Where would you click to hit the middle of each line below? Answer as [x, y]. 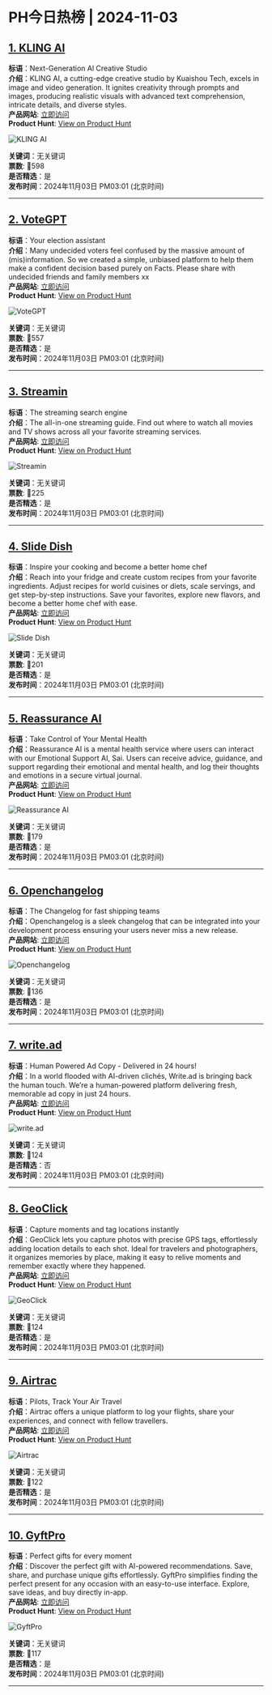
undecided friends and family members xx [79, 276]
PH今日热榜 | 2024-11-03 [93, 17]
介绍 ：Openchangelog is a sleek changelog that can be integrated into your [134, 922]
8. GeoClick [38, 1209]
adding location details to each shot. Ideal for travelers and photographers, [133, 1248]
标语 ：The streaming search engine [68, 412]
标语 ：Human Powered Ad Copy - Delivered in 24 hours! [102, 1066]
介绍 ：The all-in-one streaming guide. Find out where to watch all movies [131, 422]
